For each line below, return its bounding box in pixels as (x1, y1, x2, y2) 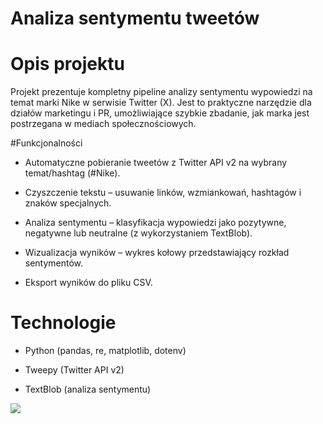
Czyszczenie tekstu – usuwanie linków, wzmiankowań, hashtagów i (24, 187, 302, 199)
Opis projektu (10, 53, 125, 76)
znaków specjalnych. (24, 197, 112, 209)
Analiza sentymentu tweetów (10, 7, 260, 30)
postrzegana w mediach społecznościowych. (10, 118, 197, 130)
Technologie (10, 312, 117, 334)
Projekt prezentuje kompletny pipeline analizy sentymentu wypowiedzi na (10, 86, 313, 98)
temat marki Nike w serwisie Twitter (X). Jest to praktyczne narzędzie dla (10, 97, 312, 109)
